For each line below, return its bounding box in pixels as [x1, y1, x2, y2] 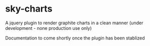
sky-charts [5, 3, 53, 15]
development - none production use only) [5, 25, 92, 31]
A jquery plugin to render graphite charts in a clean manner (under [5, 20, 143, 26]
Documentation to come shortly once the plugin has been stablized [5, 35, 145, 41]
